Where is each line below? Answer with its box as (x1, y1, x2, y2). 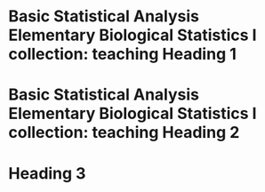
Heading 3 (8, 163, 86, 183)
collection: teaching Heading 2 (8, 123, 240, 143)
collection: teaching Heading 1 (8, 44, 237, 64)
